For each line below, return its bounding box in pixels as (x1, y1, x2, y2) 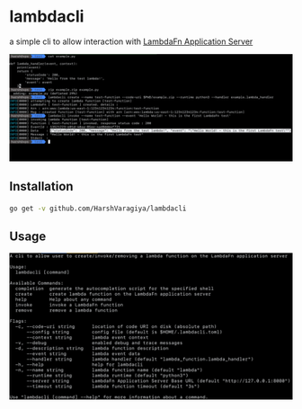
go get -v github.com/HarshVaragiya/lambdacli (9, 204, 187, 213)
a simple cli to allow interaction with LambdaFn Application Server (9, 36, 253, 47)
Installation (9, 179, 74, 194)
